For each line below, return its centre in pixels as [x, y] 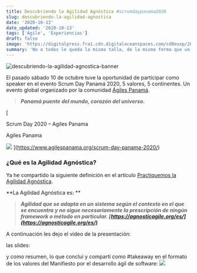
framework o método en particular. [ [66, 216]
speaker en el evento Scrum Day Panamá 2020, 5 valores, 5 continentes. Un [98, 84]
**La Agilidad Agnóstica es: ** [43, 193]
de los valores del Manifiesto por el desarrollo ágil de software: [82, 264]
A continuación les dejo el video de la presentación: [68, 234]
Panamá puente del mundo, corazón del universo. [83, 101]
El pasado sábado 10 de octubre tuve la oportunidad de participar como [93, 77]
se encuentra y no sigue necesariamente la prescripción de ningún [104, 210]
